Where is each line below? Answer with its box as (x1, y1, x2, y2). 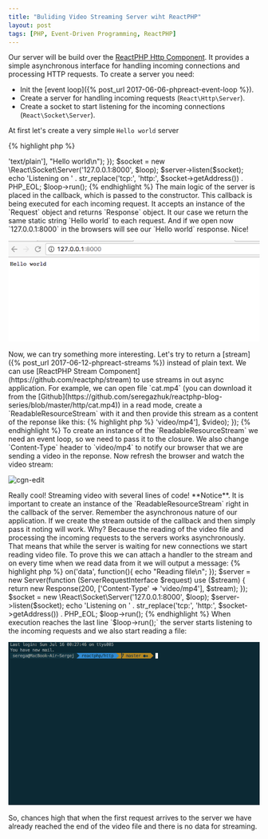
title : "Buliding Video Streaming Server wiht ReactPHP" (8, 13, 202, 21)
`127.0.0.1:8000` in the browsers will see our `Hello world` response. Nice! (8, 224, 249, 234)
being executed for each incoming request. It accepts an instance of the (8, 199, 246, 209)
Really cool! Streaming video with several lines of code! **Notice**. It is (8, 490, 245, 500)
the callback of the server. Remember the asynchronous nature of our (8, 507, 238, 518)
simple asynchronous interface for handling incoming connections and (8, 61, 241, 71)
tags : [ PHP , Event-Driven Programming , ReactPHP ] (8, 30, 177, 37)
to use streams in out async (132, 375, 225, 384)
